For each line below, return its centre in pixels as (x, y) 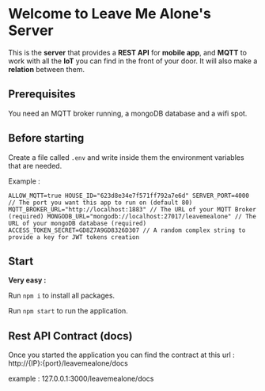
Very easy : (27, 280)
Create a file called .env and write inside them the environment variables (126, 157)
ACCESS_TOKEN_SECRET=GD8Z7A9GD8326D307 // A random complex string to (127, 230)
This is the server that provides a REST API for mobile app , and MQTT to (128, 52)
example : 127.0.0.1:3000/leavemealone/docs (81, 379)
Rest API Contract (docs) (70, 336)
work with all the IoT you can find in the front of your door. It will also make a (133, 61)
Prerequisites (42, 95)
